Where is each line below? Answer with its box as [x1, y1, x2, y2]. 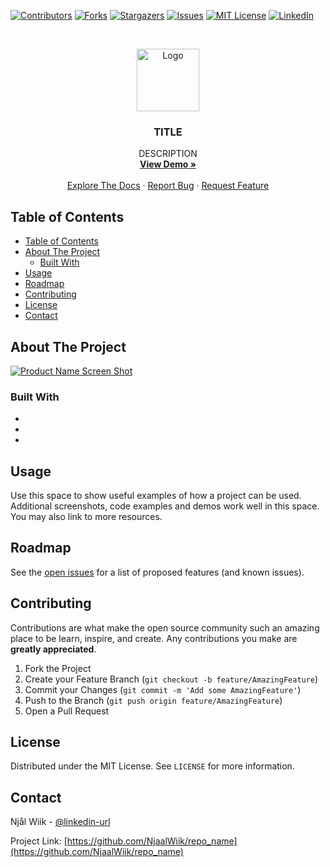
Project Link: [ [10, 835, 68, 847]
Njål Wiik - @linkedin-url [10, 816, 111, 828]
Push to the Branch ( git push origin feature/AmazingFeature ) [24, 694, 283, 706]
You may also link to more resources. [10, 511, 163, 523]
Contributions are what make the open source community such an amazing [10, 621, 320, 634]
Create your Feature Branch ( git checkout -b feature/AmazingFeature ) [24, 673, 319, 685]
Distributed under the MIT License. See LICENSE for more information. [10, 760, 295, 772]
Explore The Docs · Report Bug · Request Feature [66, 180, 270, 192]
